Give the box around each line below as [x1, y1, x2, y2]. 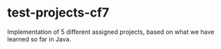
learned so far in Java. [7, 35, 72, 43]
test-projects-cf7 [7, 5, 110, 21]
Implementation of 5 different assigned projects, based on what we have [7, 28, 215, 36]
